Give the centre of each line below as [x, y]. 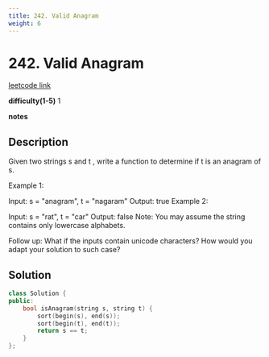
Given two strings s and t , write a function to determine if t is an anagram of [135, 161]
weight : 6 [25, 23]
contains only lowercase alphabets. [67, 226]
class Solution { [37, 294]
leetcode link [29, 85]
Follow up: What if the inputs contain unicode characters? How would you [130, 241]
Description [38, 142]
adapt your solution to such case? [64, 250]
